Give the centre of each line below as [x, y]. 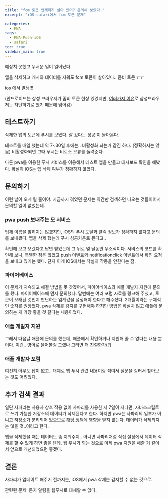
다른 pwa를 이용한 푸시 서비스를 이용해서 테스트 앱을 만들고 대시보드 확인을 [78, 162]
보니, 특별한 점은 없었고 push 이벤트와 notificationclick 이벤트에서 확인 [84, 255]
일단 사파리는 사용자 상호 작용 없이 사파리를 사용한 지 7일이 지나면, [69, 407]
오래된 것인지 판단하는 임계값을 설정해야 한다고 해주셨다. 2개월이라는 [81, 299]
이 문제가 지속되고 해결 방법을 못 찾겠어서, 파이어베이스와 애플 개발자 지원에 [78, 287]
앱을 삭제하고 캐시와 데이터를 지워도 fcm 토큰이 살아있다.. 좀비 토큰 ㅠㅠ [75, 77]
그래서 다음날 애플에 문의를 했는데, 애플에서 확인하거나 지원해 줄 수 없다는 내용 [81, 339]
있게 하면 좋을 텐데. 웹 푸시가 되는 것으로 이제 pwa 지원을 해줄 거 [88, 443]
